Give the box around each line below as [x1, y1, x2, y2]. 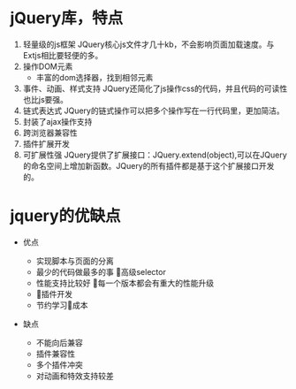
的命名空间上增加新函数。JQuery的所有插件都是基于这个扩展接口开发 [22, 160, 275, 171]
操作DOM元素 [22, 61, 73, 72]
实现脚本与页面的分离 [35, 256, 114, 266]
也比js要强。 [22, 94, 69, 104]
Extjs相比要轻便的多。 [22, 50, 103, 60]
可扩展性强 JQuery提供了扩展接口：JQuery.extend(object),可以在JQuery [22, 149, 288, 160]
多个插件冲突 [35, 359, 83, 370]
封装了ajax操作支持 [22, 116, 93, 126]
